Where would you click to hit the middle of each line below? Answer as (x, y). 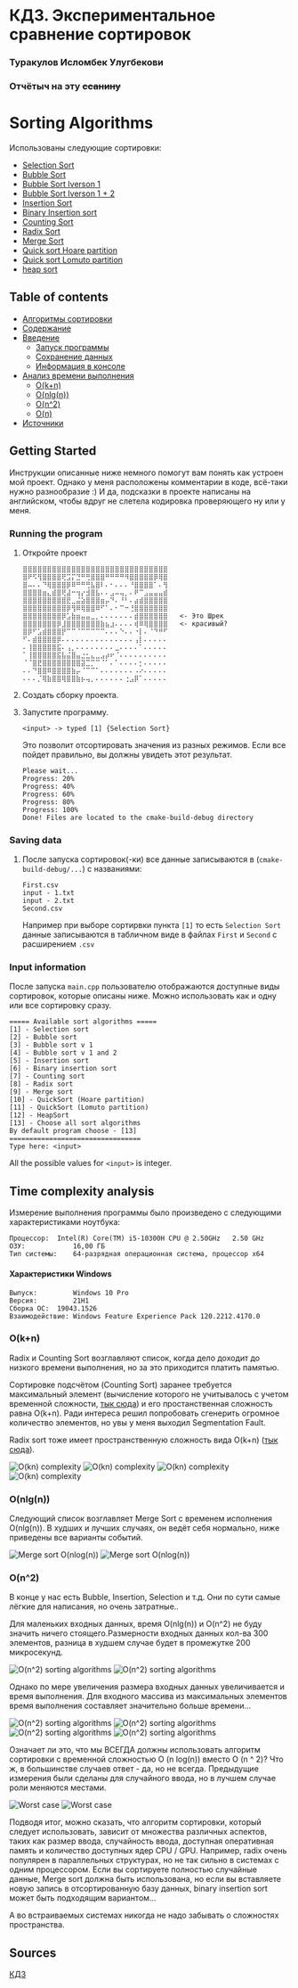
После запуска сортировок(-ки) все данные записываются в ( (141, 859)
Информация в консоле (81, 366)
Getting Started (53, 451)
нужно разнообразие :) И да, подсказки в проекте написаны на (130, 491)
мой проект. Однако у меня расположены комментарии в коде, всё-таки (149, 481)
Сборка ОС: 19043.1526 (53, 1308)
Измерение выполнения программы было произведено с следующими (145, 1212)
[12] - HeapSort (39, 1115)
